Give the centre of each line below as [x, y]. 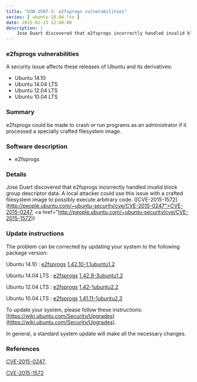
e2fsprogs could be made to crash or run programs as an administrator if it [96, 125]
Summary [21, 112]
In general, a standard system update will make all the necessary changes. [96, 333]
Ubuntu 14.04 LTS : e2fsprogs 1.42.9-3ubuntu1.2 [64, 275]
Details [16, 174]
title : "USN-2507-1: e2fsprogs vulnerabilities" [67, 11]
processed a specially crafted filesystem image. [64, 131]
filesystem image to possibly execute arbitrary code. [69, 200]
